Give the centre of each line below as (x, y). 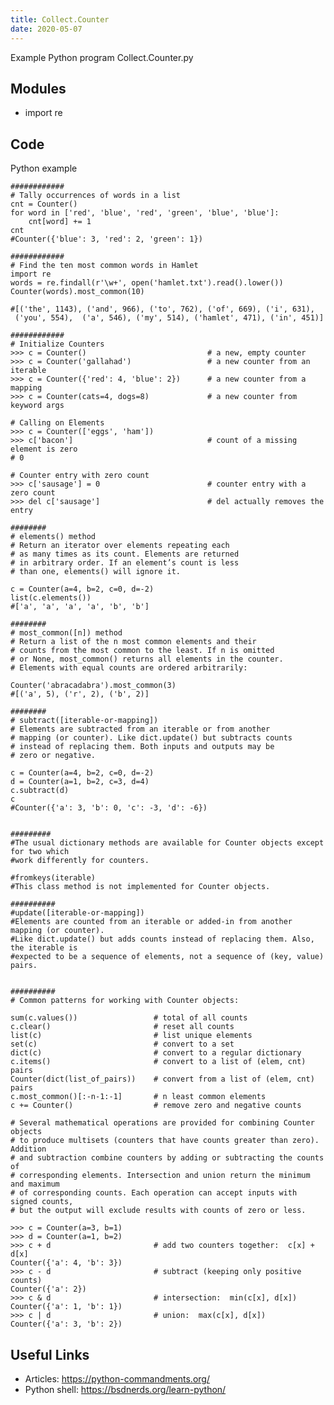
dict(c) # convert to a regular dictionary (156, 1053)
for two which (40, 852)
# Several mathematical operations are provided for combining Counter (162, 1123)
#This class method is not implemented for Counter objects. (140, 887)
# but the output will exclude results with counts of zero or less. (158, 1211)
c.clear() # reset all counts (122, 1027)
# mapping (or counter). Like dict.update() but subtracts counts (151, 738)
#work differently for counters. (80, 861)
